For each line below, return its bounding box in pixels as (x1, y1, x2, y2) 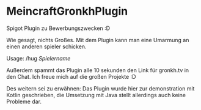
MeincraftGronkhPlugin (6, 4, 128, 18)
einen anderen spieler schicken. (6, 43, 87, 50)
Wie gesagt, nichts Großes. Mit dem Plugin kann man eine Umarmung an (6, 36, 189, 43)
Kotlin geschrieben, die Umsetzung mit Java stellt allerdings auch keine (6, 91, 186, 98)
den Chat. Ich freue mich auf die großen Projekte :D (6, 73, 136, 80)
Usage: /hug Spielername (6, 54, 71, 62)
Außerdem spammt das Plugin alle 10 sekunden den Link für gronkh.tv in (6, 66, 189, 74)
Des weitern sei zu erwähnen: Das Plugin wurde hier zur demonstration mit (6, 84, 195, 92)
